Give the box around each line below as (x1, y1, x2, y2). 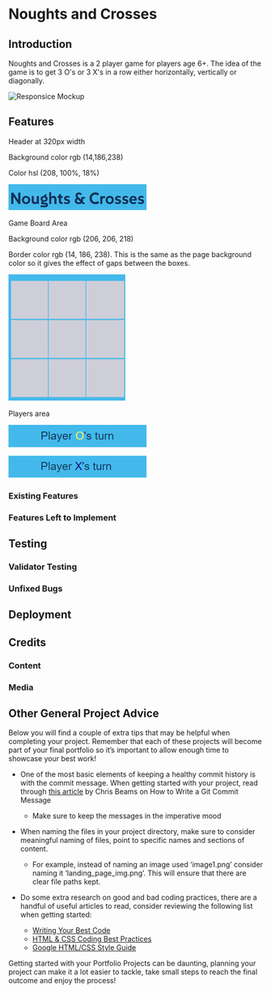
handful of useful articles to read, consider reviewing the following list (19, 901, 253, 911)
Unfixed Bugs (8, 583, 63, 594)
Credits (8, 636, 47, 649)
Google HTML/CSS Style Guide (32, 943, 137, 952)
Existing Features (8, 490, 78, 501)
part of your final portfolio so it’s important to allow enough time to (8, 745, 229, 755)
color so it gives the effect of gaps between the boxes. (8, 258, 190, 268)
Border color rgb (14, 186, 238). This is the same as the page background (8, 249, 252, 259)
